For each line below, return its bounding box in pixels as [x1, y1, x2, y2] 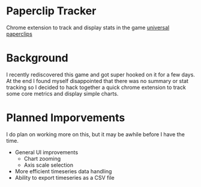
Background [6, 51, 68, 65]
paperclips [6, 30, 33, 37]
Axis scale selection [23, 161, 74, 168]
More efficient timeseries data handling [14, 167, 112, 174]
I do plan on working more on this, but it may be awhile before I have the [6, 130, 185, 138]
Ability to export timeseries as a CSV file [14, 174, 115, 181]
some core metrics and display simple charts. [6, 90, 119, 97]
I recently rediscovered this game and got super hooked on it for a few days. [6, 70, 195, 78]
